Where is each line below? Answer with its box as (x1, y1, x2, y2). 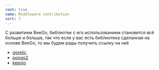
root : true (5, 7, 28, 12)
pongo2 (12, 55, 29, 61)
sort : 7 (5, 16, 21, 21)
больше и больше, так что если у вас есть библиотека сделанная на (5, 35, 150, 41)
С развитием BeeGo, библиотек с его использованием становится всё (5, 30, 155, 36)
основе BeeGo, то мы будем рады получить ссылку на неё (5, 40, 129, 46)
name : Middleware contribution (5, 12, 70, 17)
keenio (12, 60, 26, 66)
